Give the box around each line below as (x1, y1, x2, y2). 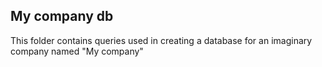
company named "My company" (10, 45, 144, 57)
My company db (10, 8, 114, 25)
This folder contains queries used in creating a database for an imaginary (10, 34, 313, 46)
